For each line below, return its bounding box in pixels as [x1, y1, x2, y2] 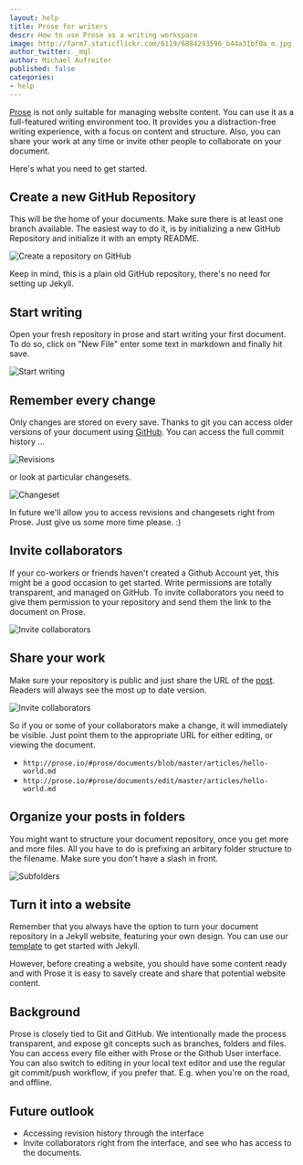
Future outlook [9, 1103, 95, 1119]
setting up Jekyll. [9, 278, 75, 289]
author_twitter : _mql [9, 48, 92, 57]
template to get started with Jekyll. [9, 940, 141, 951]
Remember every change [9, 392, 156, 408]
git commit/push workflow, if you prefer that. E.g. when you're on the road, [9, 1067, 290, 1078]
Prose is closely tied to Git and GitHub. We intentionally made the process [9, 1029, 287, 1040]
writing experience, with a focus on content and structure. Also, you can [9, 125, 281, 137]
